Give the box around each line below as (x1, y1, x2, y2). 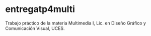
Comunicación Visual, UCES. (5, 25, 65, 31)
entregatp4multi (5, 3, 75, 15)
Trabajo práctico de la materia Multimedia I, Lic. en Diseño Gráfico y (5, 20, 146, 26)
